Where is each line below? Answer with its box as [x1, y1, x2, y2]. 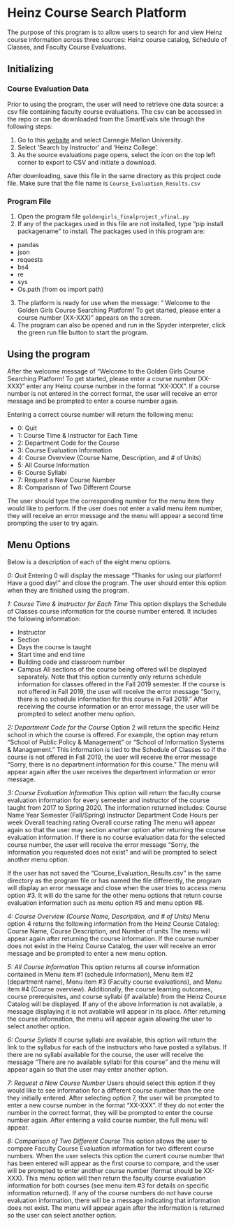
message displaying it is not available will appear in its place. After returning [7, 1007, 226, 1015]
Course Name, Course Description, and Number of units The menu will [7, 926, 211, 935]
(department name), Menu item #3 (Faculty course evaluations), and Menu [7, 977, 222, 986]
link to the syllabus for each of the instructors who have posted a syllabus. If [7, 1042, 227, 1051]
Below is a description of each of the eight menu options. [7, 557, 173, 566]
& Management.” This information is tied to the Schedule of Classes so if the [7, 745, 227, 753]
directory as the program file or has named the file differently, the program [7, 876, 221, 885]
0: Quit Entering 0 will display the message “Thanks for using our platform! [7, 571, 222, 579]
